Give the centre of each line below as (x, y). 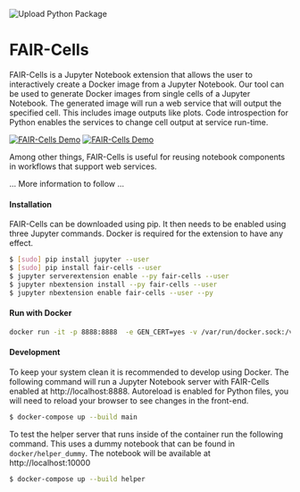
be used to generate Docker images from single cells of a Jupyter (130, 93)
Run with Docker (41, 313)
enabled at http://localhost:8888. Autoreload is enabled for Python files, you (149, 391)
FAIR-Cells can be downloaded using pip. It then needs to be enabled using (148, 225)
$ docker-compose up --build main (74, 417)
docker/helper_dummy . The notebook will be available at (110, 453)
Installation (30, 204)
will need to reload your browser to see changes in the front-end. (129, 400)
